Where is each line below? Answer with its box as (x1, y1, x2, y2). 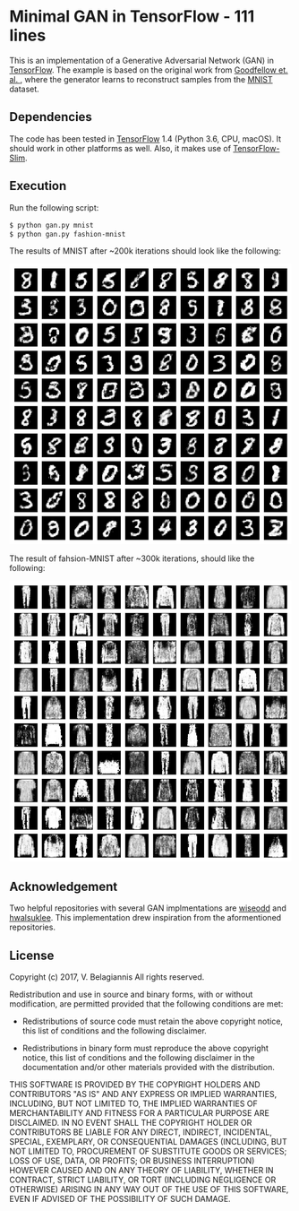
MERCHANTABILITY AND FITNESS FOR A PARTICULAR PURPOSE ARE (9, 1108, 270, 1119)
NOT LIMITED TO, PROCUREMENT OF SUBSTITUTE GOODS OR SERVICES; (9, 1146, 287, 1157)
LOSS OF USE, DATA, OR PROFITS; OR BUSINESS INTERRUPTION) (9, 1155, 255, 1166)
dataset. (9, 83, 40, 94)
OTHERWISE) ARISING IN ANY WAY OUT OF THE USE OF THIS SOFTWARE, (9, 1184, 289, 1195)
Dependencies (9, 109, 92, 125)
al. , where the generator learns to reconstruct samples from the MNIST (9, 74, 273, 84)
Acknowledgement (9, 878, 118, 894)
